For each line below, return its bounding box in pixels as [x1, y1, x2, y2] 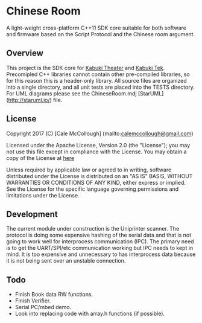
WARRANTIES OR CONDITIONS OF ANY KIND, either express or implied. [6, 179, 186, 186]
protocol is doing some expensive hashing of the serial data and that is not [6, 231, 192, 239]
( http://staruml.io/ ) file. [6, 96, 63, 103]
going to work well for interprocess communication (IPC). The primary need [6, 238, 194, 245]
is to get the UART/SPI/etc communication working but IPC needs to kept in [6, 245, 194, 252]
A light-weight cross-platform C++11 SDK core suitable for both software [6, 24, 187, 31]
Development [6, 209, 58, 219]
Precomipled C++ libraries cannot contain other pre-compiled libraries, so [6, 71, 190, 78]
